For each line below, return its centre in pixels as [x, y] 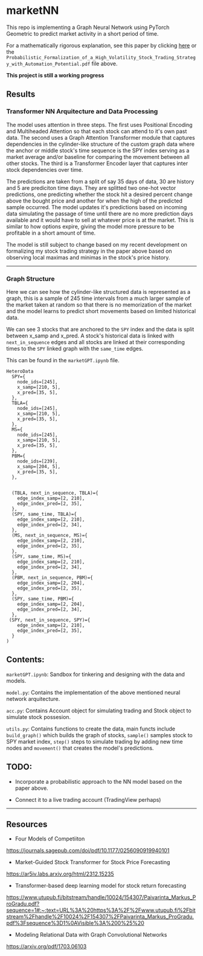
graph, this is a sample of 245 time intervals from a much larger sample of [98, 298]
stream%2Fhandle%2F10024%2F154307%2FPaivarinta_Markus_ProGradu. [100, 917]
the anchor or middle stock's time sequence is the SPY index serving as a [98, 150]
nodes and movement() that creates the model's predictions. [80, 748]
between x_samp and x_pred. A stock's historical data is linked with [90, 336]
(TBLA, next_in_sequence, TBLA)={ [55, 493]
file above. [105, 63]
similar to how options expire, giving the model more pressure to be [90, 226]
